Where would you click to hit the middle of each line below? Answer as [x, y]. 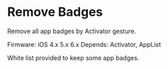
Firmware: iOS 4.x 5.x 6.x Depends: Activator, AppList [84, 44]
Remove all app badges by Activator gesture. [72, 31]
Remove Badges [55, 12]
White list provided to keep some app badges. [73, 58]
